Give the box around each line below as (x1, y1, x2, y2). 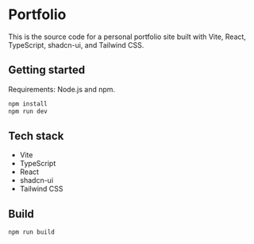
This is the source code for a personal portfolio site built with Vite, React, (8, 32, 246, 41)
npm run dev (8, 107, 48, 115)
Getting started (8, 64, 86, 77)
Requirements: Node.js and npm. (8, 84, 116, 94)
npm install (8, 99, 48, 108)
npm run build (8, 228, 56, 236)
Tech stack (8, 129, 64, 142)
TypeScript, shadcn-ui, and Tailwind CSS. (8, 40, 144, 49)
